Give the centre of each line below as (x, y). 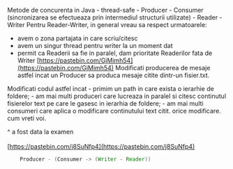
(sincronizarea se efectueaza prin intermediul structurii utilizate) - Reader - (115, 17)
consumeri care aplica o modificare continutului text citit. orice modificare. (114, 111)
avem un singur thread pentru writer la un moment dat (95, 46)
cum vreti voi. (27, 118)
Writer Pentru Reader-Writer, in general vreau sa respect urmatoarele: (107, 25)
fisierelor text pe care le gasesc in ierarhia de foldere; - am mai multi (105, 103)
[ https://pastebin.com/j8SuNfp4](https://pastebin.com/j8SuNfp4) (101, 146)
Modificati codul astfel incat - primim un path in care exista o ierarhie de (111, 89)
